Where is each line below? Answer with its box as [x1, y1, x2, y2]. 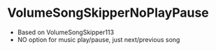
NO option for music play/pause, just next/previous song [17, 35, 180, 43]
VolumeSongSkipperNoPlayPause [7, 5, 210, 21]
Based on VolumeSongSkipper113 [17, 28, 114, 36]
